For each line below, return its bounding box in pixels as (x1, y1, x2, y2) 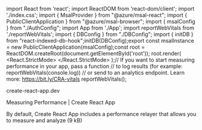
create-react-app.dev (6, 87, 60, 94)
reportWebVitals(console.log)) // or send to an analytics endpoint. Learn (6, 69, 185, 76)
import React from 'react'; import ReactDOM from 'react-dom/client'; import (6, 5, 195, 12)
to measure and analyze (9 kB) (6, 117, 83, 124)
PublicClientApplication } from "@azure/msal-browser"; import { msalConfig (6, 18, 196, 25)
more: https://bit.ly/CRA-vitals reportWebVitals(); (6, 75, 127, 82)
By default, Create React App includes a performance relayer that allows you (6, 111, 197, 117)
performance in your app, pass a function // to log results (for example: (6, 63, 183, 70)
